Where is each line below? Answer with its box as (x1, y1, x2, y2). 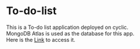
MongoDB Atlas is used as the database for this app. (6, 30, 135, 37)
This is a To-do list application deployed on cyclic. (6, 24, 129, 31)
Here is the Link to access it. (6, 36, 76, 43)
